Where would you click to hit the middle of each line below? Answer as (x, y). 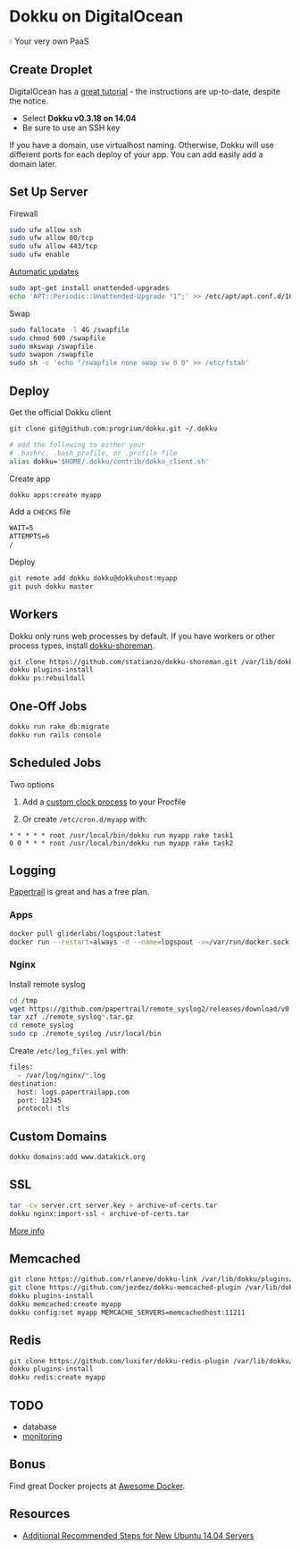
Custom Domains (58, 1136)
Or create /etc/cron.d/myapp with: (84, 819)
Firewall (24, 213)
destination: (33, 1083)
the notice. (29, 101)
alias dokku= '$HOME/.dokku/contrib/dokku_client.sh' (109, 462)
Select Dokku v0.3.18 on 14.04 (79, 118)
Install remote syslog (48, 984)
